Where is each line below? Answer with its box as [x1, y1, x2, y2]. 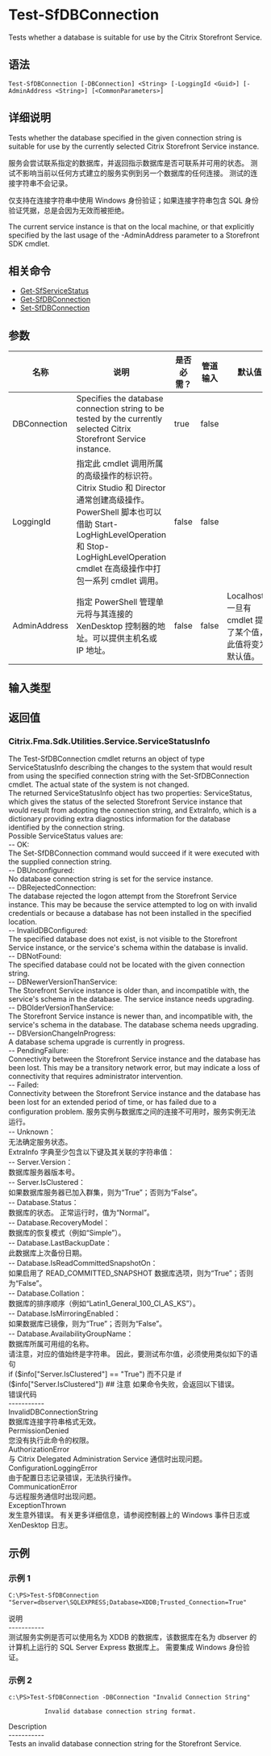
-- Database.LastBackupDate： [8, 1238, 113, 1248]
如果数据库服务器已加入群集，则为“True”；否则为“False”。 [8, 1187, 202, 1197]
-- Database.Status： [8, 1198, 79, 1208]
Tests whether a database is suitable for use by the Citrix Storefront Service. [8, 32, 262, 42]
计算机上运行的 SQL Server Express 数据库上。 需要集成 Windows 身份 [8, 1642, 244, 1652]
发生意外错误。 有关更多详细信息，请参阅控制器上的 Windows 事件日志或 [8, 1510, 250, 1520]
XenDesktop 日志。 [8, 1520, 73, 1530]
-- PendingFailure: [8, 1046, 69, 1056]
